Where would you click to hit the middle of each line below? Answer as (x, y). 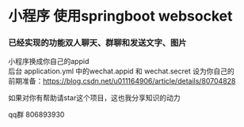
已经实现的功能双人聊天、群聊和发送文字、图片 (97, 43)
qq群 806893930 (36, 114)
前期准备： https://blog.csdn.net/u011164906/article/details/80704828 (122, 81)
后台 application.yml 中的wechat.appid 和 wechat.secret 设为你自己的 (122, 71)
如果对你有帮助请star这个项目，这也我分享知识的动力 (94, 98)
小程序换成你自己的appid (49, 62)
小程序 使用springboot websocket (120, 16)
